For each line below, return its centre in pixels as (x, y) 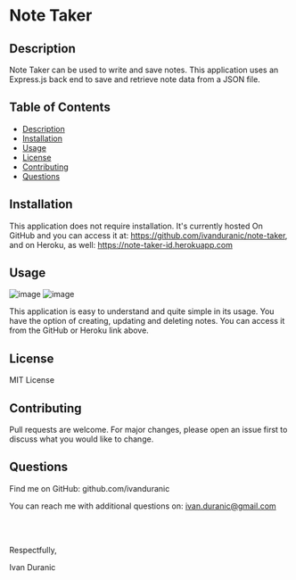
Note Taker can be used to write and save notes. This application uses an (144, 70)
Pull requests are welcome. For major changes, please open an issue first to (148, 430)
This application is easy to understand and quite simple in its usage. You (142, 311)
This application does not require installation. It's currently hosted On (136, 226)
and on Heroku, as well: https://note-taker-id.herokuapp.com (121, 244)
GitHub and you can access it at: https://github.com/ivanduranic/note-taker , (148, 235)
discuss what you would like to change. (82, 439)
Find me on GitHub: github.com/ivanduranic (90, 488)
